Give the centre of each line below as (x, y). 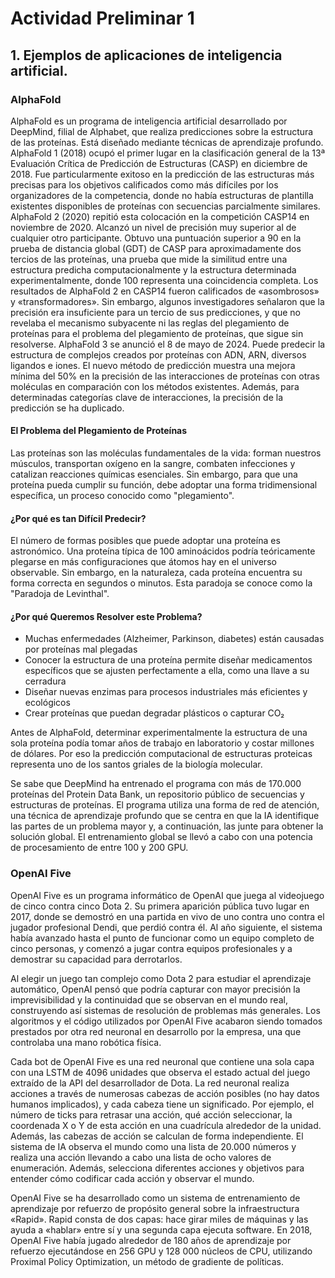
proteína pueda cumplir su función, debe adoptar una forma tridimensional (164, 485)
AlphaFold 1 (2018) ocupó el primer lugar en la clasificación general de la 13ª (168, 153)
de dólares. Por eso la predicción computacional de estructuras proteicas (161, 754)
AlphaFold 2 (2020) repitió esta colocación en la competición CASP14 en (160, 216)
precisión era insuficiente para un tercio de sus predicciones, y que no (155, 312)
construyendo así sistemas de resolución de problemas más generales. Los (165, 1010)
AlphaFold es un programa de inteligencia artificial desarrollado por (149, 121)
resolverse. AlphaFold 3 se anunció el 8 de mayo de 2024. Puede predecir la (168, 344)
